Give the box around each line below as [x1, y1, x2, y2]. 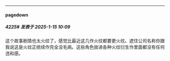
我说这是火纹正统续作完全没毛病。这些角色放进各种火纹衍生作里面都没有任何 [5, 44, 165, 50]
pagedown [5, 12, 29, 18]
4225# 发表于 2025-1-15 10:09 [5, 24, 71, 30]
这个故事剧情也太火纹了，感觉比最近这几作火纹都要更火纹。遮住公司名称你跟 [5, 37, 165, 43]
